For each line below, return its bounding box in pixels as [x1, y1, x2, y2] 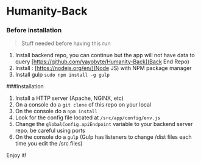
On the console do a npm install [15, 108, 98, 115]
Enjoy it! [6, 152, 27, 159]
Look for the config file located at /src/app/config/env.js [15, 114, 161, 121]
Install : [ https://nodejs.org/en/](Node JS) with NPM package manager [15, 65, 192, 72]
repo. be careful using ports [15, 127, 85, 135]
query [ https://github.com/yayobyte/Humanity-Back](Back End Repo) [15, 58, 190, 65]
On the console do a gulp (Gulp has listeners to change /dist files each [15, 133, 192, 141]
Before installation [6, 26, 62, 35]
